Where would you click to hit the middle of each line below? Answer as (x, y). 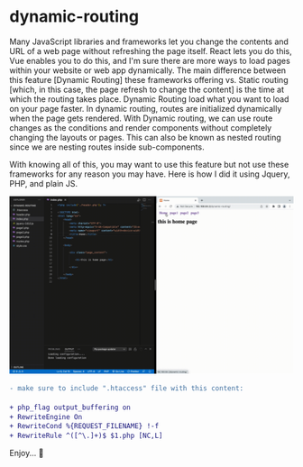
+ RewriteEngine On (46, 417)
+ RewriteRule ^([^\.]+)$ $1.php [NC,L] (87, 436)
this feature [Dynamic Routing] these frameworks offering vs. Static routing (149, 79)
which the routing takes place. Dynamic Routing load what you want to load (149, 99)
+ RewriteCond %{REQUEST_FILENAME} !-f (84, 426)
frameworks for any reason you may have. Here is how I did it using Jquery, (150, 174)
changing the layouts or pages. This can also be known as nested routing (145, 137)
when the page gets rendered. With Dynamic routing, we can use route (141, 118)
